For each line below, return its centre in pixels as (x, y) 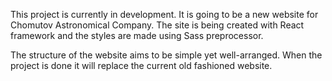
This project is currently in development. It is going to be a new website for (164, 14)
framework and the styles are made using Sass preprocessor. (137, 35)
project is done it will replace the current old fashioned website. (141, 65)
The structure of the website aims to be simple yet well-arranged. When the (166, 55)
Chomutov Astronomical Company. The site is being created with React (157, 25)
